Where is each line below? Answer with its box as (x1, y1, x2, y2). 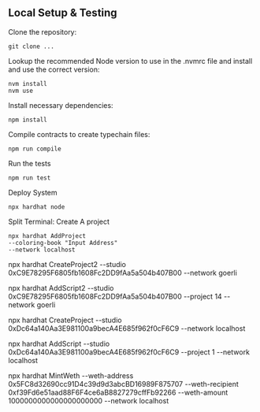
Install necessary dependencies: (8, 100, 113, 109)
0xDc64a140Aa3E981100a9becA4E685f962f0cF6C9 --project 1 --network (8, 347, 251, 357)
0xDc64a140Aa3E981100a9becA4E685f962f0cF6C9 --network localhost (8, 323, 246, 333)
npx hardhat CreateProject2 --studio (8, 259, 127, 269)
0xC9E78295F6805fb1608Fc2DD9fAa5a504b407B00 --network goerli (8, 268, 238, 277)
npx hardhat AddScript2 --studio (8, 283, 114, 292)
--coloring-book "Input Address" (8, 239, 118, 247)
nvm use (8, 87, 34, 95)
